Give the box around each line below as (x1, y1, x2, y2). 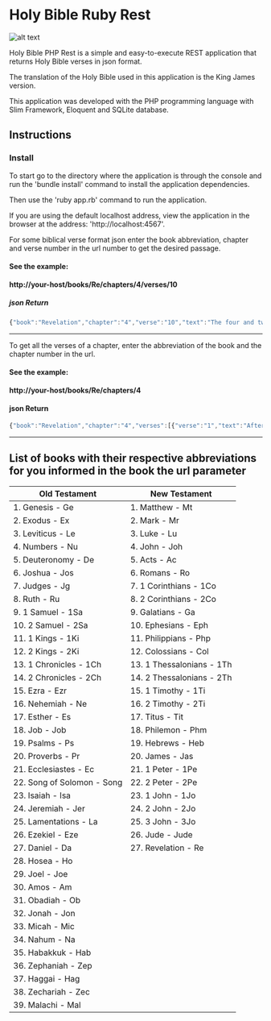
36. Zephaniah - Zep (13, 960, 92, 971)
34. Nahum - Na (13, 933, 76, 944)
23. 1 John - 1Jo (130, 790, 196, 801)
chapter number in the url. (9, 349, 96, 359)
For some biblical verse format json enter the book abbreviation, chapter (9, 234, 248, 244)
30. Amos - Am (13, 881, 72, 892)
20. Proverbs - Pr (13, 750, 80, 762)
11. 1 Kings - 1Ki (13, 633, 80, 644)
